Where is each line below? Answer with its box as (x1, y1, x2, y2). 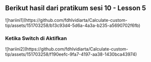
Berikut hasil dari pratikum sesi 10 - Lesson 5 (5, 4, 146, 12)
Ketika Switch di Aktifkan (5, 35, 67, 42)
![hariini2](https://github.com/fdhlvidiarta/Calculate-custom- (5, 46, 129, 52)
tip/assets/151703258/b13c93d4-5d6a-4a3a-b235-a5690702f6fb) (5, 22, 141, 28)
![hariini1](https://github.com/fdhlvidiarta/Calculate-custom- (5, 17, 128, 23)
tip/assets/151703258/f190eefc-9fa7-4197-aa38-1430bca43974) (5, 52, 137, 58)
